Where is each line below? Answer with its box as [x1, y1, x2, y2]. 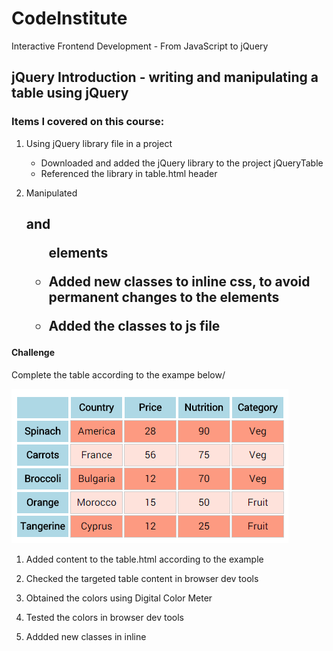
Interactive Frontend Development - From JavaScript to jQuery [11, 40, 269, 52]
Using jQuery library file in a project [25, 137, 173, 149]
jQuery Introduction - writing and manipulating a [11, 69, 319, 86]
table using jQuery [11, 85, 129, 102]
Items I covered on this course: [11, 115, 165, 129]
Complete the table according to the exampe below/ [11, 368, 226, 381]
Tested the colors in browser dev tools [25, 611, 184, 623]
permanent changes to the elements [48, 289, 280, 306]
